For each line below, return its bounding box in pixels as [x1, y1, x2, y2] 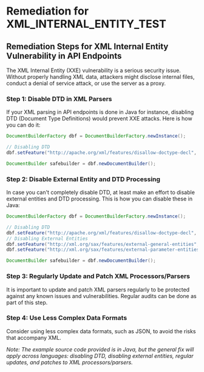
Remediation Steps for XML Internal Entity [6, 41, 169, 51]
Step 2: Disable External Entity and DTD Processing [6, 174, 161, 183]
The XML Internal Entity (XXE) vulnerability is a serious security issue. [6, 67, 181, 74]
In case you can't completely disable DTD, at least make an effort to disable [6, 189, 195, 196]
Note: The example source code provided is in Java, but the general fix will [6, 345, 194, 353]
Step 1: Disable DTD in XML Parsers [6, 95, 112, 103]
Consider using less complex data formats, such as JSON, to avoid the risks [6, 327, 196, 334]
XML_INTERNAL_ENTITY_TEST [6, 17, 167, 31]
